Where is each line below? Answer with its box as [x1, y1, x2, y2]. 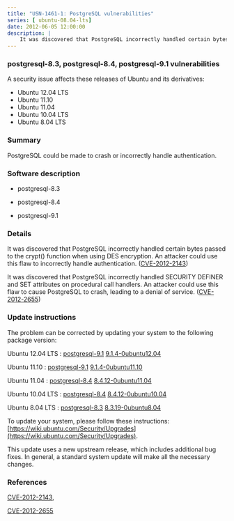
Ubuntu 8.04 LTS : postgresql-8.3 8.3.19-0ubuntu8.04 [7, 403, 162, 412]
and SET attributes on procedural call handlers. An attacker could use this [7, 280, 219, 289]
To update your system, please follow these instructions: [7, 417, 169, 425]
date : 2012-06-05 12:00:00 [7, 23, 86, 30]
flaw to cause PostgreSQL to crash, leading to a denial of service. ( [7, 288, 199, 296]
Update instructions [7, 313, 77, 322]
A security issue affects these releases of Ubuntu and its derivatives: [7, 75, 205, 84]
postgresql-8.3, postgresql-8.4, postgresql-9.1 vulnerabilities [7, 59, 220, 69]
